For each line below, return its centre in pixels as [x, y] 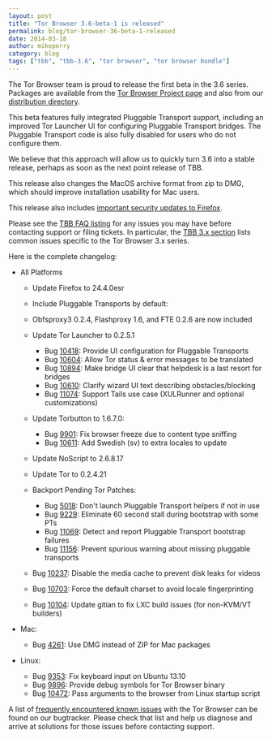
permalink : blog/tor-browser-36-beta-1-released [92, 31]
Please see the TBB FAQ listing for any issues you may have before [120, 223]
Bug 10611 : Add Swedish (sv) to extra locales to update [136, 443]
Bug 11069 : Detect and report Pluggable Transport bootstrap [145, 531]
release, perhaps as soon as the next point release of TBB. [106, 167]
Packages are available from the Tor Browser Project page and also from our [136, 93]
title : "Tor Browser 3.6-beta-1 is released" [86, 24]
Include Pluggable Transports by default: [100, 303]
